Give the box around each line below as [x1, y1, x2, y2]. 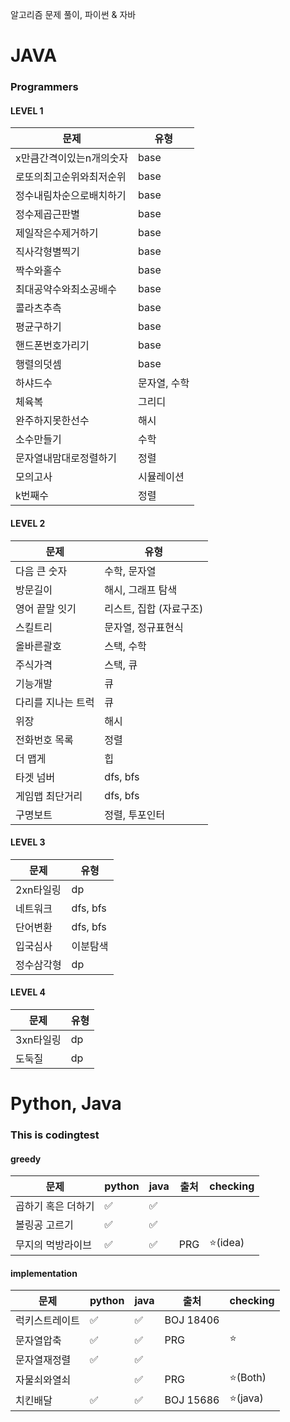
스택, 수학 [104, 639, 147, 653]
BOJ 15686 [164, 1393, 220, 1407]
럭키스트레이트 [15, 1314, 81, 1328]
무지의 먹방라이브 [15, 1238, 93, 1252]
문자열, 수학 [138, 376, 190, 390]
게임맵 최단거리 [15, 789, 83, 803]
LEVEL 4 [10, 986, 47, 998]
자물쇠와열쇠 [15, 1373, 72, 1387]
